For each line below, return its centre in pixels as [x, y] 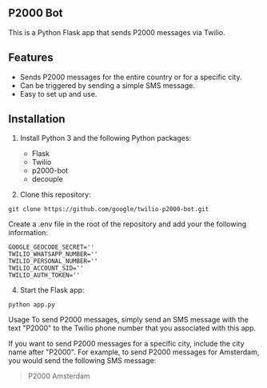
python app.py [32, 305]
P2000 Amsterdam [59, 376]
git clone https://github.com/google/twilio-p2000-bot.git [109, 210]
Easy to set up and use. [58, 94]
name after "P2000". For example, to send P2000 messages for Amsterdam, [134, 352]
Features [31, 58]
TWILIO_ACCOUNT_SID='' [46, 268]
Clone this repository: [55, 194]
